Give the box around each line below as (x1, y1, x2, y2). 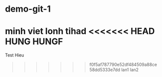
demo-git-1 (5, 3, 51, 15)
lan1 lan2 (121, 67, 139, 73)
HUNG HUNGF (5, 36, 63, 47)
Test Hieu (5, 52, 24, 58)
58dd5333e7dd (89, 67, 120, 73)
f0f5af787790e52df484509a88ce (89, 62, 157, 68)
